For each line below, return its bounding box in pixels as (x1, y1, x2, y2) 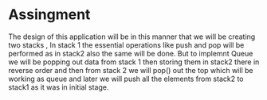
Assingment (8, 6, 91, 24)
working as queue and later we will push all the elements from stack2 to (8, 74, 245, 83)
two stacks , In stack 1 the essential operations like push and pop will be (8, 40, 245, 49)
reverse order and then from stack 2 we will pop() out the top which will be (8, 65, 253, 75)
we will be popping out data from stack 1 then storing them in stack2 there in (8, 57, 260, 67)
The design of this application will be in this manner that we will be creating (8, 32, 256, 41)
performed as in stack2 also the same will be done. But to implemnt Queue (8, 48, 253, 58)
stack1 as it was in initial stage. (8, 82, 109, 92)
